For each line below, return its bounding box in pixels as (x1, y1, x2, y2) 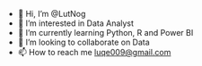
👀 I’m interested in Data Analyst (17, 18, 135, 29)
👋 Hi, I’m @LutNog (17, 9, 86, 19)
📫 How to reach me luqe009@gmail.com (17, 47, 171, 57)
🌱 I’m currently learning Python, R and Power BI (17, 28, 194, 37)
